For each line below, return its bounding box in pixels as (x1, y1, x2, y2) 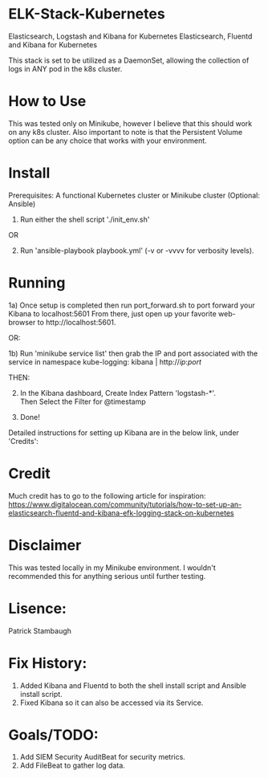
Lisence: (8, 599, 67, 617)
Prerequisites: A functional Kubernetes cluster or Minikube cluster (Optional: (8, 190, 261, 200)
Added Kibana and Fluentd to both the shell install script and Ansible (19, 680, 246, 690)
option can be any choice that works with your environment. (8, 136, 207, 145)
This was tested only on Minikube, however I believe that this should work (8, 118, 253, 128)
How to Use (8, 92, 87, 111)
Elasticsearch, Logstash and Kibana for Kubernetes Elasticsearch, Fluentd (8, 31, 253, 41)
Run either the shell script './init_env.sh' (19, 214, 150, 224)
